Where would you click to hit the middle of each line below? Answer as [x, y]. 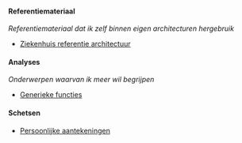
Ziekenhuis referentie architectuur [75, 44]
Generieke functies [51, 95]
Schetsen [25, 113]
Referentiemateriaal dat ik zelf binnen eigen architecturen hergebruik [121, 28]
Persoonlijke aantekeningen [65, 130]
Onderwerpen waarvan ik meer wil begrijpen [81, 80]
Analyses [24, 62]
